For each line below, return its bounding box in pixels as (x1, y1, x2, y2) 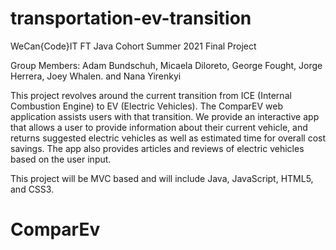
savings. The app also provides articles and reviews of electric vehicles (10, 142, 305, 154)
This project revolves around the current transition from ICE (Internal (10, 89, 292, 101)
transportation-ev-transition (10, 7, 252, 30)
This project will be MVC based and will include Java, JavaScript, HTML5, (10, 172, 314, 184)
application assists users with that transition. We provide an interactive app (10, 110, 320, 122)
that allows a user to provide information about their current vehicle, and (10, 121, 308, 133)
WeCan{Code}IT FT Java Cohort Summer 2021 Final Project (10, 40, 257, 52)
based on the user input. (10, 153, 112, 165)
